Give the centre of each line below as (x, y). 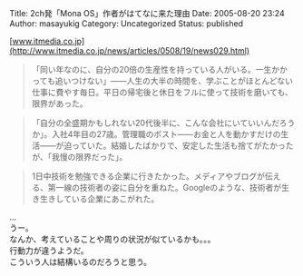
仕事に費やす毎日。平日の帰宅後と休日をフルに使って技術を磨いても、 (162, 92)
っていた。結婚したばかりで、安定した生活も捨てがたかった (182, 145)
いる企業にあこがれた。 (115, 199)
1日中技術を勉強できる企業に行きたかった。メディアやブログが (148, 176)
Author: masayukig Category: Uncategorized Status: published (126, 24)
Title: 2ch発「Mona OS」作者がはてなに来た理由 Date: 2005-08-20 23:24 (147, 13)
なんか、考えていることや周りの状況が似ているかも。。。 (112, 239)
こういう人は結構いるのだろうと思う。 (81, 262)
